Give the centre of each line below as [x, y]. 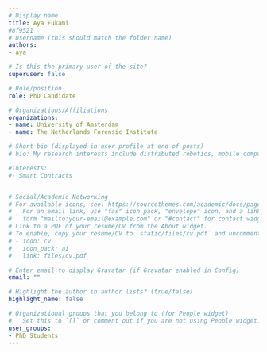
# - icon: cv [30, 241]
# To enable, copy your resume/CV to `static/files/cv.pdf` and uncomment [135, 234]
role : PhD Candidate [43, 96]
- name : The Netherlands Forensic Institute [83, 132]
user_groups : [30, 328]
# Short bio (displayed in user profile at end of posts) [106, 147]
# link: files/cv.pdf [48, 256]
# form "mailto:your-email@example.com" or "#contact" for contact [126, 219]
